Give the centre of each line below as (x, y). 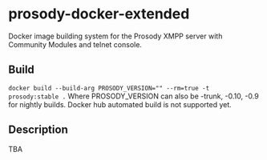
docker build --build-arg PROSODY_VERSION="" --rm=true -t (109, 88)
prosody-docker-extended (99, 14)
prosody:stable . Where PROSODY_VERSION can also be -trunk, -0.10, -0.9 (133, 96)
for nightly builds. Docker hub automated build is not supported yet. (120, 104)
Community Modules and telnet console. (75, 44)
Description (38, 130)
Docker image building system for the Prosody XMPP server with (115, 36)
